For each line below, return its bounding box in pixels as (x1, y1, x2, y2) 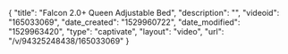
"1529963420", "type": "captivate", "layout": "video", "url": (8, 27, 224, 36)
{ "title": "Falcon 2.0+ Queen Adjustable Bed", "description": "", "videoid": (8, 8, 280, 18)
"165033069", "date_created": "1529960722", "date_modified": (8, 17, 241, 27)
